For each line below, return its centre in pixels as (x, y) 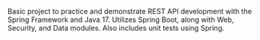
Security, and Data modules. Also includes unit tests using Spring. (116, 28)
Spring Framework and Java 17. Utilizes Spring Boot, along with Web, (121, 20)
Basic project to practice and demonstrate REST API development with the (130, 11)
